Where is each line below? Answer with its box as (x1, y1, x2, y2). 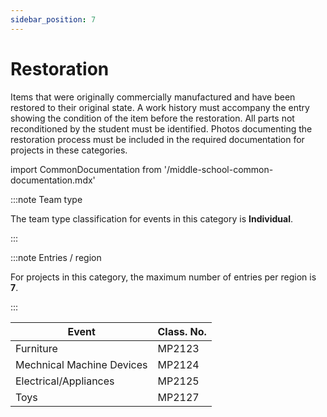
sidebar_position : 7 (10, 14, 97, 25)
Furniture (15, 341, 58, 355)
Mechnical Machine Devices (15, 357, 148, 371)
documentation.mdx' (10, 174, 96, 186)
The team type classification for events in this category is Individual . (10, 212, 293, 225)
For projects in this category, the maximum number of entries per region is (10, 271, 317, 283)
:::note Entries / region (10, 251, 102, 263)
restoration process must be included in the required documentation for (10, 133, 305, 145)
